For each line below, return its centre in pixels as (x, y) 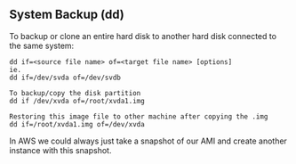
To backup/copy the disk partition (75, 93)
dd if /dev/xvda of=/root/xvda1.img (77, 101)
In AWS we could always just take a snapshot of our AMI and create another (148, 141)
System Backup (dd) (67, 15)
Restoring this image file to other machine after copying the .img (139, 116)
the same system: (42, 45)
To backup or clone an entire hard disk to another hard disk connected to (143, 36)
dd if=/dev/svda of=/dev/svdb (65, 78)
